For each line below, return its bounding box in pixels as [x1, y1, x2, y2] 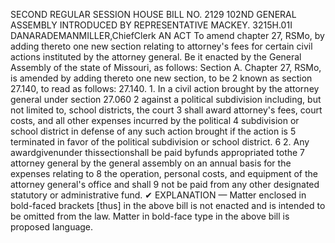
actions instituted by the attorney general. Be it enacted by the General [10, 51, 302, 63]
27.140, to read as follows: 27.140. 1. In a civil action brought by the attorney [10, 83, 320, 94]
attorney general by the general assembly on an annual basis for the [10, 157, 292, 169]
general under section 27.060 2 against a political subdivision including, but [10, 94, 322, 105]
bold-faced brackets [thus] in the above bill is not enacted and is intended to [10, 200, 326, 211]
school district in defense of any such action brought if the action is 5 [10, 125, 297, 137]
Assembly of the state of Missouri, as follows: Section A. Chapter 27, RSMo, [10, 62, 322, 73]
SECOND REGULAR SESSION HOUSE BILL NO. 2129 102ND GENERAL [10, 9, 297, 20]
